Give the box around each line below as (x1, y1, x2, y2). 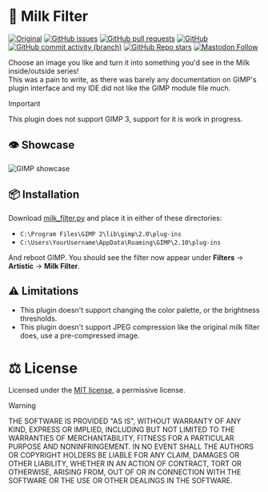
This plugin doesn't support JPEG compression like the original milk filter (19, 322, 260, 332)
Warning (8, 401, 36, 410)
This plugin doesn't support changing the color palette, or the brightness (19, 306, 260, 315)
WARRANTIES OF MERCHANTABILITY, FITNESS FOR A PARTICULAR (8, 434, 234, 443)
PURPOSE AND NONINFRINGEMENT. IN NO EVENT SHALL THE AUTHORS (8, 442, 254, 451)
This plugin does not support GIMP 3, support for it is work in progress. (8, 114, 243, 123)
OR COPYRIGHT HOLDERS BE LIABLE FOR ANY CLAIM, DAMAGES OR (8, 450, 240, 460)
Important (8, 98, 41, 108)
